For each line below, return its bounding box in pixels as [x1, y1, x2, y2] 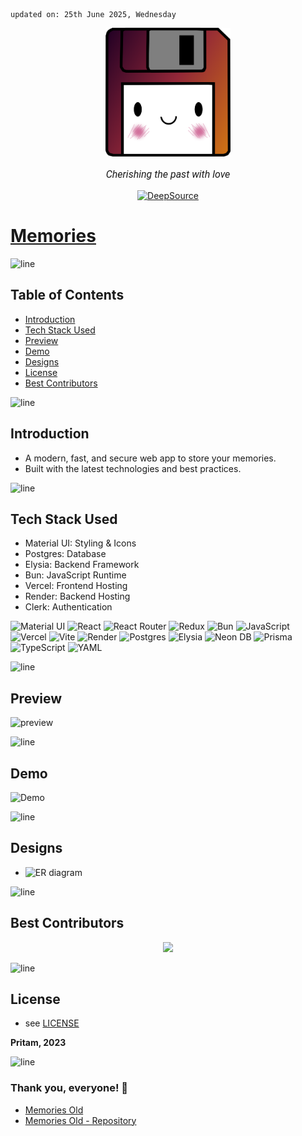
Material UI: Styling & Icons [24, 537, 137, 549]
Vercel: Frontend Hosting [24, 580, 128, 592]
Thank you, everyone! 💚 [10, 1081, 129, 1095]
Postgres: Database [24, 548, 107, 560]
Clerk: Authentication [24, 601, 113, 613]
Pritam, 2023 [10, 1037, 67, 1049]
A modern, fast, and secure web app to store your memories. [24, 452, 277, 464]
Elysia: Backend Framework [24, 559, 140, 571]
